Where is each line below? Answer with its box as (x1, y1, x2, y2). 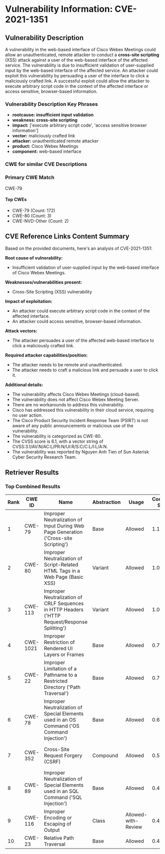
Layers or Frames (44, 651, 84, 658)
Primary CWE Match (5, 174, 55, 181)
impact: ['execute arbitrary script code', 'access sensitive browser (12, 122, 147, 129)
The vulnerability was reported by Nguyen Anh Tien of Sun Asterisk (12, 449, 149, 455)
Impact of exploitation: (5, 298, 53, 304)
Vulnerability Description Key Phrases (5, 100, 98, 107)
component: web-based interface (12, 149, 82, 155)
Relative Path (44, 835, 74, 842)
